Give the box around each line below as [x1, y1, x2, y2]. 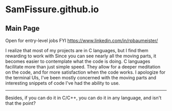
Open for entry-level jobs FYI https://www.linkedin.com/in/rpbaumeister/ [5, 37, 158, 43]
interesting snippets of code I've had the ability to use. [5, 80, 120, 86]
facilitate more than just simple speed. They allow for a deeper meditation [5, 64, 161, 70]
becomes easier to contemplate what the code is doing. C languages [5, 58, 150, 64]
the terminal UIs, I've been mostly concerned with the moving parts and [5, 75, 157, 80]
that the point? [5, 100, 36, 106]
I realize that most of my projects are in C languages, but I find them [5, 48, 148, 53]
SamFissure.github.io [5, 4, 99, 15]
